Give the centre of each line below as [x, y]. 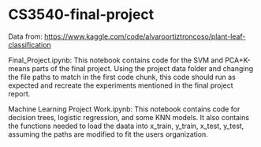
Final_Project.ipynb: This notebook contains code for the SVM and [116, 60]
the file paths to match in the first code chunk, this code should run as [122, 77]
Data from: [26, 36]
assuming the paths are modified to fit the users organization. [108, 134]
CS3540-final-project [81, 15]
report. [19, 93]
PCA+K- [237, 60]
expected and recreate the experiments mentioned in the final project [121, 85]
